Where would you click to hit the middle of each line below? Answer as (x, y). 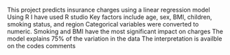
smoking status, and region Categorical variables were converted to (103, 24)
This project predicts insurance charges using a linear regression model (109, 10)
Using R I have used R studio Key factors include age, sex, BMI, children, (110, 17)
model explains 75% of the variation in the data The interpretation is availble (115, 39)
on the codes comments (42, 46)
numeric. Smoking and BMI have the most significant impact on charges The (115, 31)
